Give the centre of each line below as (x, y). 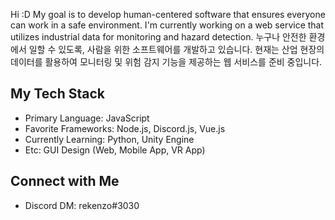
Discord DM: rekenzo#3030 (82, 205)
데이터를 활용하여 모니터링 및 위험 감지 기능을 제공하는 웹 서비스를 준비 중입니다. (166, 62)
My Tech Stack (57, 94)
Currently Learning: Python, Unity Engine (109, 139)
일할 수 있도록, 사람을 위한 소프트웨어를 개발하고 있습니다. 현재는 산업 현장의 (176, 49)
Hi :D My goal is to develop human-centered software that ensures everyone (168, 14)
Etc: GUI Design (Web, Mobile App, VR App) (115, 150)
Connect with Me (65, 181)
